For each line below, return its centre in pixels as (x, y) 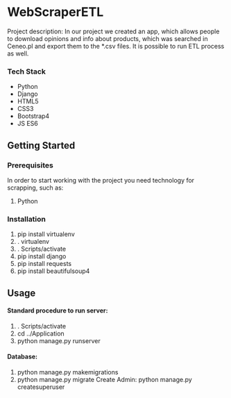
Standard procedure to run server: (58, 310)
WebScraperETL (55, 12)
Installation (27, 219)
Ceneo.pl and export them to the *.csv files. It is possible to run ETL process (116, 46)
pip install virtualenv (46, 234)
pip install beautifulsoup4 (53, 271)
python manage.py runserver (59, 340)
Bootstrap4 (33, 116)
